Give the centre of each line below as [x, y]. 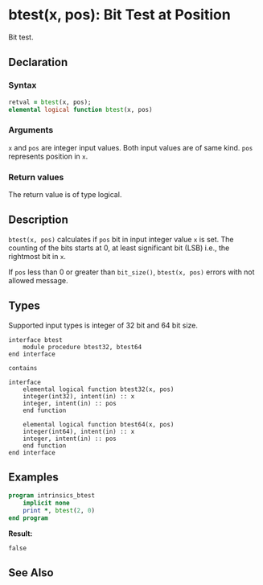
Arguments [31, 130]
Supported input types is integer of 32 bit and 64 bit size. [103, 325]
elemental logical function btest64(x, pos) [99, 424]
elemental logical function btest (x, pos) [80, 109]
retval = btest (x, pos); [50, 102]
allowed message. [38, 280]
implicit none [46, 503]
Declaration [38, 62]
